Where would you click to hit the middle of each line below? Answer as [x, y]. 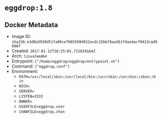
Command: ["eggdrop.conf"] [40, 66]
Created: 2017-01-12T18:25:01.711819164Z [53, 51]
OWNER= [25, 102]
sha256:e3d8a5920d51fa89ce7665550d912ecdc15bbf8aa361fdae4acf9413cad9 [84, 42]
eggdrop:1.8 [29, 8]
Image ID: [21, 36]
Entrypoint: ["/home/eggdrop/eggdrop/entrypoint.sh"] [65, 61]
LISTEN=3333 [31, 96]
